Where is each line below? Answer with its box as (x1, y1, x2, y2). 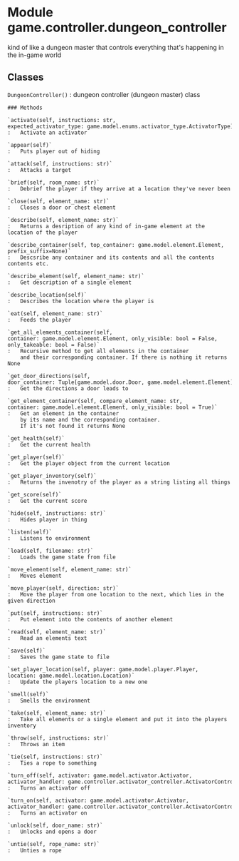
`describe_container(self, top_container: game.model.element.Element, (7, 241, 224, 248)
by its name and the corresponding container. (20, 416, 161, 423)
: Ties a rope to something (7, 759, 97, 767)
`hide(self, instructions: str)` (7, 509, 107, 517)
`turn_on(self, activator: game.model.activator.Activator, (7, 797, 190, 804)
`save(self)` (7, 647, 46, 654)
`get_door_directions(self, (7, 372, 91, 379)
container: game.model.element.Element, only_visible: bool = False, (7, 335, 218, 342)
